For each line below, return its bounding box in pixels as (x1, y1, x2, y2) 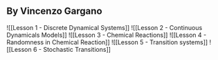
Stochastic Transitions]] (43, 45, 111, 53)
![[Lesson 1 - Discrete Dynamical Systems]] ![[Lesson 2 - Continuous (6, 23, 203, 31)
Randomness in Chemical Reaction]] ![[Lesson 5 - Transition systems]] (6, 37, 208, 46)
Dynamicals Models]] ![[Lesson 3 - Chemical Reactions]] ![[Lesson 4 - (6, 31, 207, 39)
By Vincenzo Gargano (6, 5, 102, 17)
